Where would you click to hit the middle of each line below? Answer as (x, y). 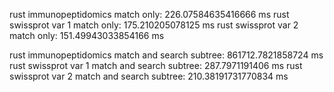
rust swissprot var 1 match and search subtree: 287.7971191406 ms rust (156, 65)
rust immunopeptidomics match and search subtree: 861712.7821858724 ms (166, 55)
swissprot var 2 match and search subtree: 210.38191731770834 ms (149, 76)
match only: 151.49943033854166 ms (87, 35)
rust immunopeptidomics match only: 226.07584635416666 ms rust (149, 14)
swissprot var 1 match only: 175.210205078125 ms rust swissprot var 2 (154, 25)
